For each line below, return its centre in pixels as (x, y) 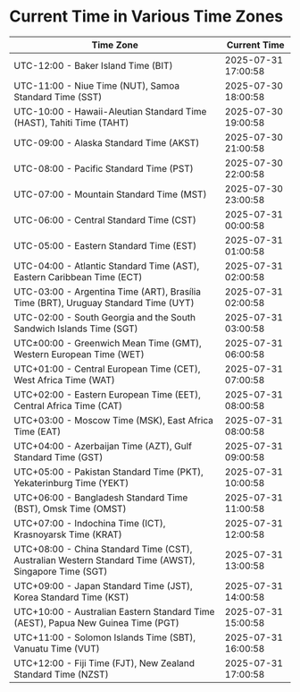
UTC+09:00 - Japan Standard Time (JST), (104, 585)
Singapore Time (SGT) (61, 571)
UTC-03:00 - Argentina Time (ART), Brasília (107, 291)
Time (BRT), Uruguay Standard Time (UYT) (104, 303)
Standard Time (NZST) (61, 674)
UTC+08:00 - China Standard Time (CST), (103, 549)
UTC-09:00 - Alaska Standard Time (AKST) (107, 142)
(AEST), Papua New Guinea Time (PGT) (97, 622)
